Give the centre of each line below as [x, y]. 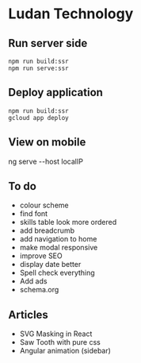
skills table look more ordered [68, 222]
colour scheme [44, 205]
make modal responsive [59, 248]
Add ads [33, 281]
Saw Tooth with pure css [60, 342]
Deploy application [55, 93]
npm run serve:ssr [38, 68]
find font [34, 214]
